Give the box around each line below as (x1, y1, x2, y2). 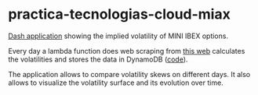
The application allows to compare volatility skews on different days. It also (8, 69, 251, 79)
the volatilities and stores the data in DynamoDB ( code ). (8, 55, 188, 64)
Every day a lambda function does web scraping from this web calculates (8, 46, 245, 55)
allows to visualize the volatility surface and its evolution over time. (8, 78, 223, 87)
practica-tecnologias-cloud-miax (8, 5, 231, 23)
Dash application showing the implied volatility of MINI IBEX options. (8, 31, 229, 40)
